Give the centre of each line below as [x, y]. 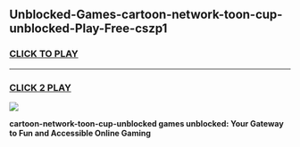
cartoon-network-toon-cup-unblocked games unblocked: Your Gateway [146, 123]
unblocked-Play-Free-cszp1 [88, 29]
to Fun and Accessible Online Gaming [80, 133]
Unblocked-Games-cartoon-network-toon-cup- [146, 15]
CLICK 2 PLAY [40, 87]
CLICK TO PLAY [44, 54]
